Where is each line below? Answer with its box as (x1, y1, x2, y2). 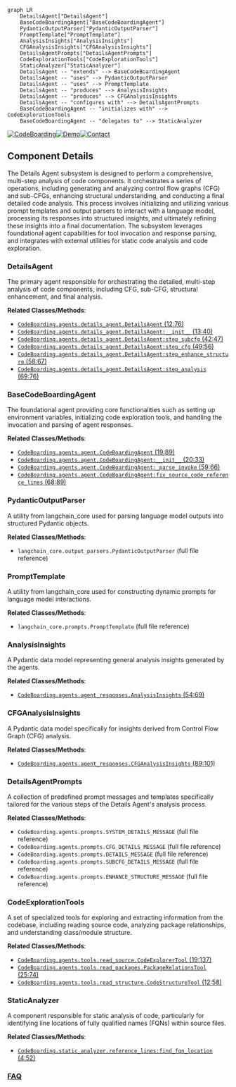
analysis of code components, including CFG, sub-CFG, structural (7, 285, 198, 294)
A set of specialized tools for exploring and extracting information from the (7, 913, 223, 922)
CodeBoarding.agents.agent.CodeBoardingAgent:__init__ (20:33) (17, 455, 205, 464)
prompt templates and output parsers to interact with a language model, (7, 206, 216, 215)
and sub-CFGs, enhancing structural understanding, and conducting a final (7, 191, 225, 200)
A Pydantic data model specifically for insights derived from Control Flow (7, 724, 219, 733)
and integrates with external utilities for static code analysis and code (7, 236, 209, 244)
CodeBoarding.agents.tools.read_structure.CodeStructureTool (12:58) (17, 978, 223, 986)
